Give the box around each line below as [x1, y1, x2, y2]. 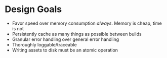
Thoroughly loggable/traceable [12, 41, 77, 47]
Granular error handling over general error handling [12, 36, 119, 42]
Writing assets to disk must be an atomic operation [12, 47, 118, 53]
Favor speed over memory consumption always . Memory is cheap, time [12, 20, 162, 26]
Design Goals [5, 4, 62, 15]
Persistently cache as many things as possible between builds [12, 31, 142, 37]
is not [12, 25, 24, 31]
